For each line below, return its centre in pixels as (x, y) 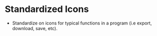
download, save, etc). (35, 28)
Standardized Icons (47, 9)
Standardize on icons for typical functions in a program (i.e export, (82, 23)
